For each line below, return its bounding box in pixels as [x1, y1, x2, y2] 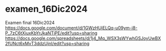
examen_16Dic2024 [5, 3, 88, 15]
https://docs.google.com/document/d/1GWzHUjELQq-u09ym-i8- [5, 25, 138, 30]
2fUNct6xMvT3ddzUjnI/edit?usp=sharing [5, 40, 90, 46]
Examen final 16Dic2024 [5, 20, 55, 25]
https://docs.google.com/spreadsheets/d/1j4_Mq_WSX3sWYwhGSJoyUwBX [5, 35, 161, 41]
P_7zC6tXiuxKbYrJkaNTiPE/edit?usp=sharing [5, 30, 98, 36]
